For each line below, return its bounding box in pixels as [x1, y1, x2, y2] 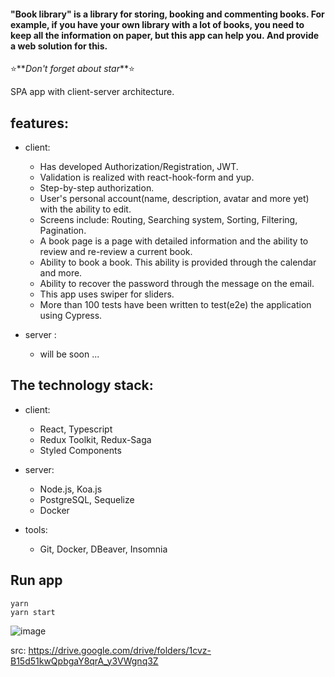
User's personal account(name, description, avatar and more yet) [39, 193, 310, 205]
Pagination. [39, 225, 87, 237]
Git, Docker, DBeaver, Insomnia [39, 543, 168, 555]
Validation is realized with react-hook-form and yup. [39, 171, 255, 184]
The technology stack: [10, 377, 154, 394]
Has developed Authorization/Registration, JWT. [39, 161, 239, 173]
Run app [10, 572, 63, 589]
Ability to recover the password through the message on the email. [39, 278, 315, 290]
